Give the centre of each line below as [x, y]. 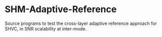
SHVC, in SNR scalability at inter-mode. [46, 28]
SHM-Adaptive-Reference [61, 9]
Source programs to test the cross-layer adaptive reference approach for [81, 23]
